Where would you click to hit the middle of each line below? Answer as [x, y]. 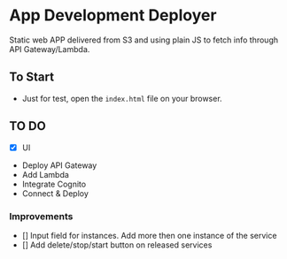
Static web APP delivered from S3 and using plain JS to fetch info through [144, 40]
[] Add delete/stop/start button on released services [117, 245]
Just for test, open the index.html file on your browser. [122, 98]
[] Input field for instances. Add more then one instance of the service [149, 235]
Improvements [41, 216]
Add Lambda [45, 174]
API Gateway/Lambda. [50, 49]
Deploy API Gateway [59, 165]
